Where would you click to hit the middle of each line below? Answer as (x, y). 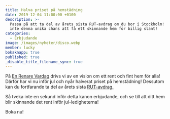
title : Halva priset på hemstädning (44, 10)
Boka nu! (14, 112)
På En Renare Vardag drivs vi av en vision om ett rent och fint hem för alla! (83, 76)
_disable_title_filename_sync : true (44, 62)
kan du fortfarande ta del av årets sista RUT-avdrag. (60, 87)
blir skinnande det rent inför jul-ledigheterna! (52, 102)
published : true (22, 57)
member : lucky (20, 48)
